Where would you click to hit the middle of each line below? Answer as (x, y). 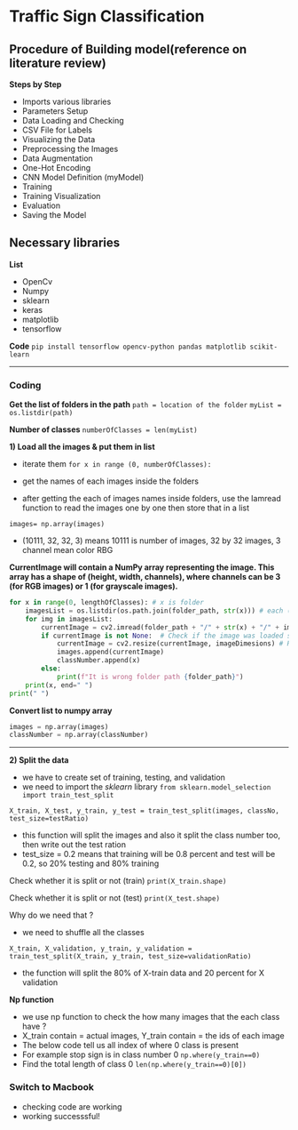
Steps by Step (35, 84)
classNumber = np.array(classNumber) (79, 735)
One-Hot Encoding (56, 168)
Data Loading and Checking (73, 120)
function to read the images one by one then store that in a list (136, 508)
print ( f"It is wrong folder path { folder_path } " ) (150, 677)
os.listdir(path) (41, 413)
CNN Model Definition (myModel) (83, 177)
